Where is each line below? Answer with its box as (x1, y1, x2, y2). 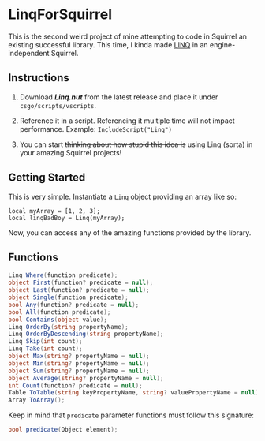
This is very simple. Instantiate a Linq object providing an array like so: (8, 192, 237, 201)
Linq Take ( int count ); (8, 345, 83, 353)
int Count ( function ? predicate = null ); (8, 381, 144, 390)
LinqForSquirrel (8, 6, 113, 24)
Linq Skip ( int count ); (8, 338, 83, 346)
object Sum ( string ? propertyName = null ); (8, 367, 150, 375)
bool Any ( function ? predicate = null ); (8, 301, 140, 308)
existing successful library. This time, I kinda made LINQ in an (8, 39, 208, 49)
